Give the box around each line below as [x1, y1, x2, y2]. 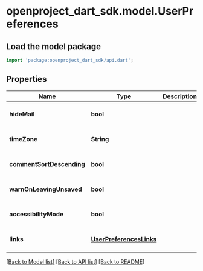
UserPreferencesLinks [91, 235, 157, 243]
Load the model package [6, 41, 101, 52]
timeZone [9, 135, 38, 143]
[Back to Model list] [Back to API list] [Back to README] [6, 258, 145, 265]
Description [162, 92, 198, 101]
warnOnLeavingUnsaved [9, 185, 83, 193]
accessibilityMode [9, 210, 64, 218]
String [91, 135, 109, 143]
